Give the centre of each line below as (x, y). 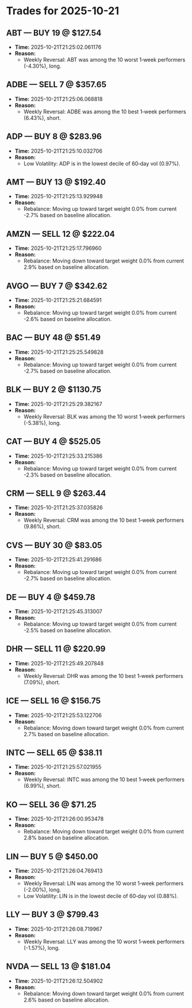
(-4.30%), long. (42, 66)
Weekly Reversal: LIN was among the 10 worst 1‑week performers (103, 883)
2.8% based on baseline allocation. (66, 838)
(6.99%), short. (42, 786)
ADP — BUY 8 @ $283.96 (54, 137)
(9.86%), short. (42, 527)
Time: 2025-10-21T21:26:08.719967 (58, 929)
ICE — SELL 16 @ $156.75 (53, 701)
